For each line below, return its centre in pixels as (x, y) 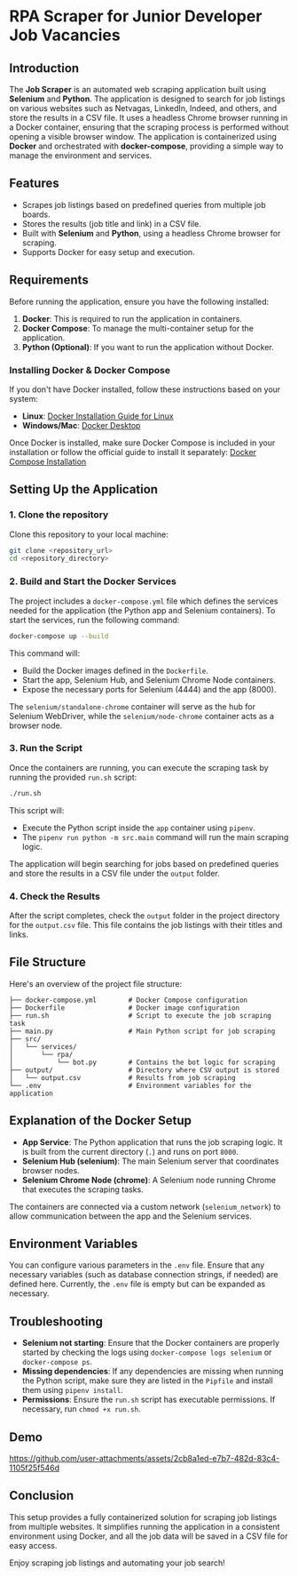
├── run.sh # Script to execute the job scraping (141, 1015)
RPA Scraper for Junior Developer (136, 16)
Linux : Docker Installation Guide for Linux (98, 416)
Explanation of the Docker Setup (101, 1121)
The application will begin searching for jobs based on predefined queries (144, 863)
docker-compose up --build (59, 636)
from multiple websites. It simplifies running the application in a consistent (145, 1526)
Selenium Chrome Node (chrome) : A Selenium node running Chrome (149, 1180)
